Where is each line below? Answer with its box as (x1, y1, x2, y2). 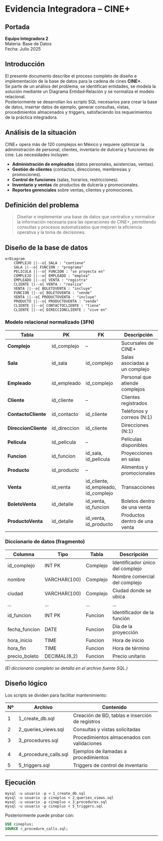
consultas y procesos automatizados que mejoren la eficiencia (16, 224, 142, 230)
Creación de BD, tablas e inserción (73, 712, 152, 718)
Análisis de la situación (5, 128, 77, 137)
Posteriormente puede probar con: (5, 812, 74, 818)
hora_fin (7, 644, 26, 651)
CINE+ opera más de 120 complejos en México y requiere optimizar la (5, 141, 145, 147)
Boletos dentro (121, 498, 155, 504)
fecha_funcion (7, 626, 40, 633)
